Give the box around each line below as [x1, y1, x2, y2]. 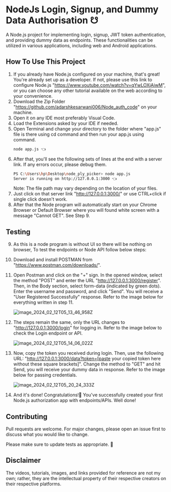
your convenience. [13, 93, 53, 99]
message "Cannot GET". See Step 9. [13, 212, 90, 219]
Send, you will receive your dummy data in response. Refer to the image [13, 367, 165, 373]
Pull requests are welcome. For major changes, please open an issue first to [6, 426, 166, 432]
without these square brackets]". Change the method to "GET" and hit [13, 361, 161, 367]
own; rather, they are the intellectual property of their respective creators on [6, 475, 166, 481]
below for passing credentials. [13, 372, 77, 378]
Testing [6, 227, 31, 236]
